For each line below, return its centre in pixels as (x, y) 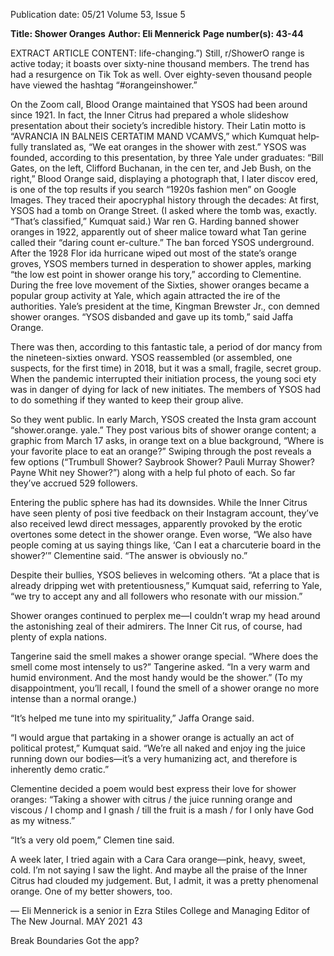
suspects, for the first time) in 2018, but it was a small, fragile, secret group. (166, 368)
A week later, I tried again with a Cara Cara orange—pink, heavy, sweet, (158, 859)
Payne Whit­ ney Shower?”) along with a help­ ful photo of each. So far (153, 472)
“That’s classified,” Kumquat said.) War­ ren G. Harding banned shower (155, 221)
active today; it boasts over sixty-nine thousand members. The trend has (160, 63)
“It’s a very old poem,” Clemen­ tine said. (92, 840)
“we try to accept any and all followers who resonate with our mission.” (156, 596)
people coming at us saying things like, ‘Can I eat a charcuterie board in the (166, 545)
